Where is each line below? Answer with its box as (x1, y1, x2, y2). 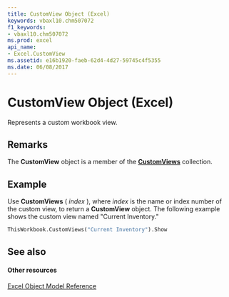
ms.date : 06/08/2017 (7, 64, 69, 71)
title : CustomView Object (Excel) (7, 10, 111, 18)
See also (7, 246, 46, 258)
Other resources (7, 266, 57, 275)
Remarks (7, 139, 49, 151)
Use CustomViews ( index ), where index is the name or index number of (7, 197, 223, 206)
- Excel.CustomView (7, 51, 66, 58)
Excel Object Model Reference (7, 281, 97, 290)
